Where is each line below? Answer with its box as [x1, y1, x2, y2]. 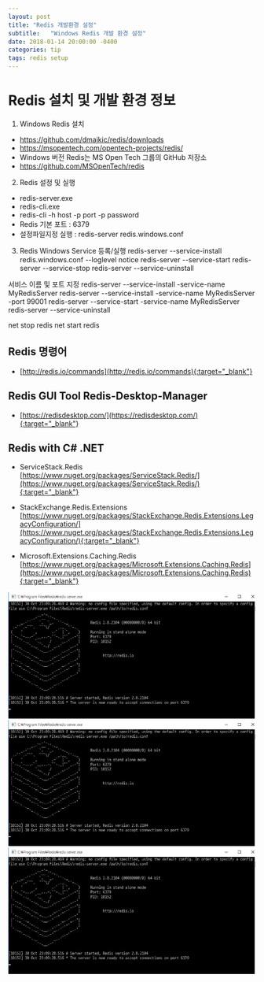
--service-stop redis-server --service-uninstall [42, 263, 194, 272]
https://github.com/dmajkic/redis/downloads [19, 135, 164, 144]
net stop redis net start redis [8, 320, 100, 330]
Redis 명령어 [8, 345, 68, 358]
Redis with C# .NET [8, 441, 104, 454]
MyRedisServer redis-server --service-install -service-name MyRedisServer [8, 288, 255, 298]
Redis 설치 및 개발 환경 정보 [8, 91, 176, 109]
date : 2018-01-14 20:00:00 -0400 [8, 38, 118, 46]
